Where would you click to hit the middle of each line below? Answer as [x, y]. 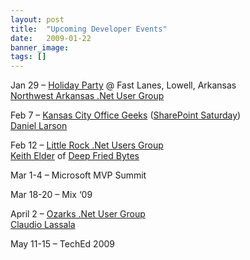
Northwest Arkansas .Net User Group [87, 96]
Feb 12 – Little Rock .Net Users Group [87, 145]
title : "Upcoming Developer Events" [89, 29]
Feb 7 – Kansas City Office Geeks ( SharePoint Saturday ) [126, 115]
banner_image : [40, 47]
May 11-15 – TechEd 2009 [63, 244]
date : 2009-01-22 [51, 38]
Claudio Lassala [43, 225]
